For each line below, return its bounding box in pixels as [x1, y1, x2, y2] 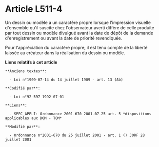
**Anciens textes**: [5, 68, 47, 74]
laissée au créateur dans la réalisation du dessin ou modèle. [5, 50, 125, 56]
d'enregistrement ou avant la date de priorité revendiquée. [5, 35, 122, 41]
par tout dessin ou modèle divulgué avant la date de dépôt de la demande [5, 30, 154, 36]
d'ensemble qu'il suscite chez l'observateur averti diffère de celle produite [5, 24, 155, 30]
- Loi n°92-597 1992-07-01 [9, 94, 64, 99]
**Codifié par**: [5, 85, 40, 91]
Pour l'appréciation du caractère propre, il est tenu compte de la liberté [5, 44, 148, 50]
